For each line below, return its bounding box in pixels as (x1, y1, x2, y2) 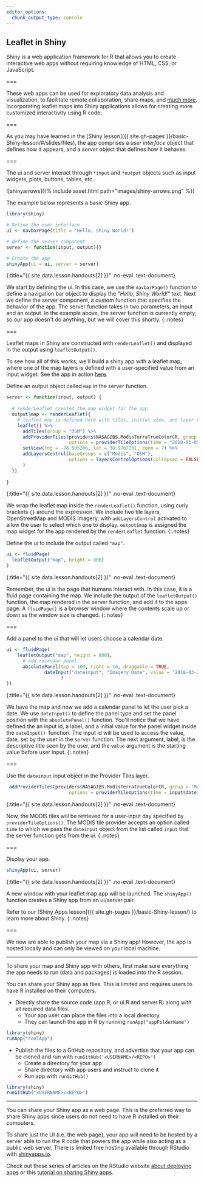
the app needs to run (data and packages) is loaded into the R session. (6, 968, 183, 976)
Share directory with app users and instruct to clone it (24, 1066, 159, 1073)
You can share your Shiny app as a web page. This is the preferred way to (6, 1107, 191, 1114)
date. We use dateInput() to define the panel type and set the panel (6, 710, 177, 717)
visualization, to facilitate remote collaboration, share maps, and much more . (6, 96, 197, 103)
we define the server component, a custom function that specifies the (6, 296, 181, 304)
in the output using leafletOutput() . (6, 346, 97, 353)
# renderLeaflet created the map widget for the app (12, 406, 148, 412)
